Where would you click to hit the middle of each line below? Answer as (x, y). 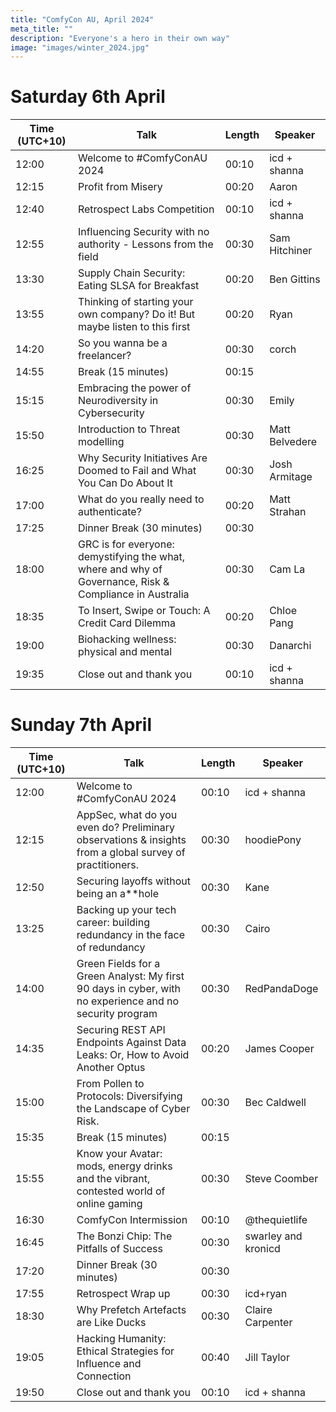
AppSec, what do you (127, 815)
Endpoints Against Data (131, 1043)
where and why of (120, 569)
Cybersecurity (111, 413)
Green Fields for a (118, 964)
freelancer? (104, 356)
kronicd (262, 1249)
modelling (101, 442)
